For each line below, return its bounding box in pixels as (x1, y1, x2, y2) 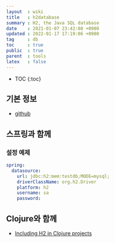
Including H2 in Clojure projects (14, 229, 92, 236)
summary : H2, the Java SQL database (6, 20, 100, 26)
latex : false (6, 59, 46, 64)
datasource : (11, 168, 41, 174)
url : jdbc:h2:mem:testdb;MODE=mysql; (17, 173, 110, 179)
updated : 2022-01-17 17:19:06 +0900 (6, 31, 100, 37)
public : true (6, 48, 44, 54)
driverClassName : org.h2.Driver (17, 179, 97, 185)
